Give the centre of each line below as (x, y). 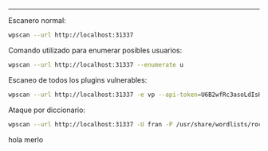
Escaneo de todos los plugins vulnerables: (78, 79)
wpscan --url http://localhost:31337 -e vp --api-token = (105, 95)
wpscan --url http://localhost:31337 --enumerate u (96, 64)
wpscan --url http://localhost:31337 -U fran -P (91, 124)
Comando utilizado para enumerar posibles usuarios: (95, 50)
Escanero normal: (37, 20)
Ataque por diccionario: (47, 110)
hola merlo (26, 139)
